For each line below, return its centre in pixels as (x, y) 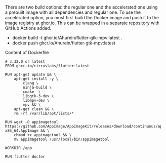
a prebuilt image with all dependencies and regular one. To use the (73, 12)
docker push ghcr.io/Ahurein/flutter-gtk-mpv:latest (63, 43)
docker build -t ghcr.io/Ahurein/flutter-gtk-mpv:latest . (67, 38)
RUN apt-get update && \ (31, 75)
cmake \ (32, 92)
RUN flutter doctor (25, 157)
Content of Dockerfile (27, 52)
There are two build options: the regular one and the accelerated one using (82, 7)
